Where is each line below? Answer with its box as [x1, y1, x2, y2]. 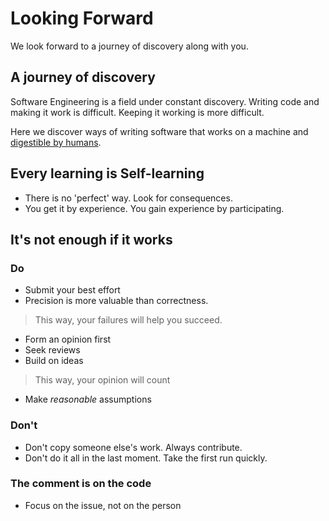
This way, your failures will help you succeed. [34, 314, 223, 326]
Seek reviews [24, 344, 81, 356]
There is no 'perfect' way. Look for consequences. [24, 192, 233, 204]
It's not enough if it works [10, 231, 173, 248]
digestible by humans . [10, 136, 102, 148]
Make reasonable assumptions [24, 393, 152, 406]
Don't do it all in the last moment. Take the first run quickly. [24, 452, 268, 464]
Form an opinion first [24, 333, 112, 346]
